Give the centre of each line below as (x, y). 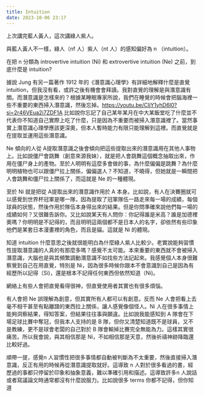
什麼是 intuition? (32, 69)
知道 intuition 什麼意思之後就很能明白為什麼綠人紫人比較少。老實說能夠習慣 (100, 242)
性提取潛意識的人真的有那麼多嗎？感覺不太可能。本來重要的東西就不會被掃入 (102, 250)
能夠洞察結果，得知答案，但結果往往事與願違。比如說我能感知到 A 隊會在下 (100, 314)
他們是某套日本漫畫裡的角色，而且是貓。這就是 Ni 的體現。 (80, 229)
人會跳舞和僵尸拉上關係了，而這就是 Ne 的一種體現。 (73, 178)
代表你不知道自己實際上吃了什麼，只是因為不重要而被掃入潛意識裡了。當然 (99, 120)
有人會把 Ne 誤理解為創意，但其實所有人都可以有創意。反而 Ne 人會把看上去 (102, 299)
